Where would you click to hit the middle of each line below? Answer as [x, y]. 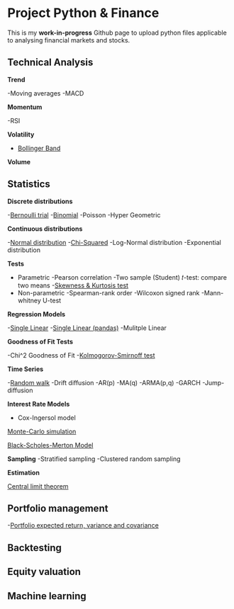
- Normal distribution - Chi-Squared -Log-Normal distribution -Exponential [114, 242]
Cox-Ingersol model [46, 417]
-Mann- [212, 292]
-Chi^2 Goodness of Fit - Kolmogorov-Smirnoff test [81, 355]
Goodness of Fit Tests [40, 341]
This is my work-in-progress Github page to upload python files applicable [117, 33]
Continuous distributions [45, 229]
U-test [52, 300]
